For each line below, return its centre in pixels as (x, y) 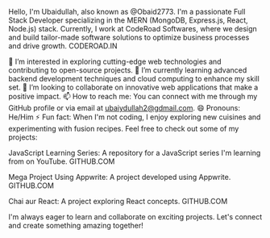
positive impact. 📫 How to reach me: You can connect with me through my (133, 96)
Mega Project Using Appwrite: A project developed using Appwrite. (120, 177)
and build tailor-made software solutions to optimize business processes (129, 37)
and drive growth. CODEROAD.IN (63, 46)
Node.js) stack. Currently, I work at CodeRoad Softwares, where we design (133, 29)
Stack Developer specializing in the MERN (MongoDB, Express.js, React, (128, 20)
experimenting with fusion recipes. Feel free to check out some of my (124, 129)
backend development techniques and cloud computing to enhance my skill (134, 79)
